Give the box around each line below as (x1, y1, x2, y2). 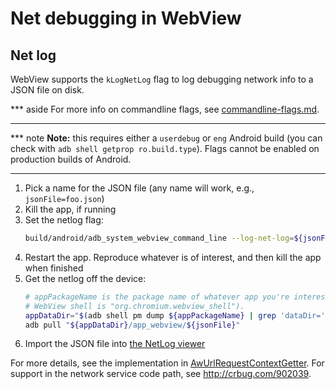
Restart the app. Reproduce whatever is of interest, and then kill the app (24, 251, 322, 263)
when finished (24, 262, 84, 274)
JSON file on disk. (10, 84, 85, 96)
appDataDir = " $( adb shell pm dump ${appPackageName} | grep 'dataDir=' (24, 310, 326, 321)
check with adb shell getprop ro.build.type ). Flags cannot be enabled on (10, 143, 320, 154)
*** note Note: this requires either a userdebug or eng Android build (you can (10, 132, 323, 144)
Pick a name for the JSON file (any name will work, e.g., (24, 182, 255, 194)
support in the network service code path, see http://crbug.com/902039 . (10, 368, 312, 380)
